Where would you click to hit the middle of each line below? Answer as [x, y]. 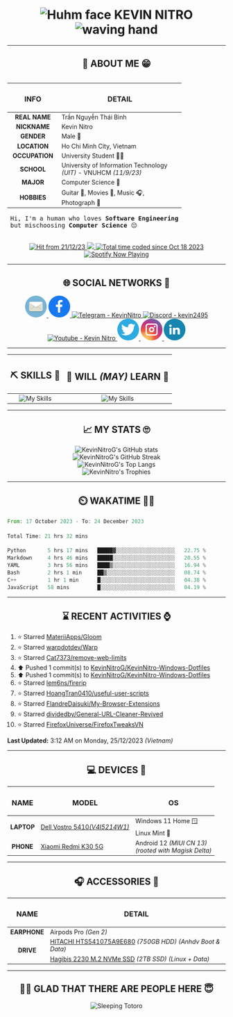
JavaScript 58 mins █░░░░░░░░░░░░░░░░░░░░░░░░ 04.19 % [107, 587]
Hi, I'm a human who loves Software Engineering [94, 218]
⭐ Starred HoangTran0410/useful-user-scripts [83, 693]
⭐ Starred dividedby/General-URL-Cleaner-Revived [90, 714]
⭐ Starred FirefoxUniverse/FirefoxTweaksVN [80, 725]
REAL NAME [33, 117]
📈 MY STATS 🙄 [116, 430]
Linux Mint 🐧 [153, 833]
